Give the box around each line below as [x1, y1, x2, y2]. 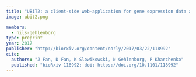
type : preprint [6, 35, 43, 41]
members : [6, 24, 27, 30]
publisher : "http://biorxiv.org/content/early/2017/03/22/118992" [6, 46, 171, 52]
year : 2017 [6, 41, 33, 46]
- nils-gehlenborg [11, 30, 57, 35]
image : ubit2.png [6, 14, 48, 20]
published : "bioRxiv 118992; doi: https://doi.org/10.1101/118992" [11, 62, 179, 68]
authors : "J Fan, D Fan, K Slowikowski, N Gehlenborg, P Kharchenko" [11, 56, 184, 63]
